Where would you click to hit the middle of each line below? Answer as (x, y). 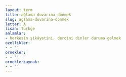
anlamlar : (16, 33)
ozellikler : (18, 43)
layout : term (19, 10)
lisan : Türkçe (20, 29)
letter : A (16, 24)
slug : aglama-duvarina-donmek (37, 19)
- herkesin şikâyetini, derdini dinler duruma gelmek (63, 38)
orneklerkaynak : (22, 62)
